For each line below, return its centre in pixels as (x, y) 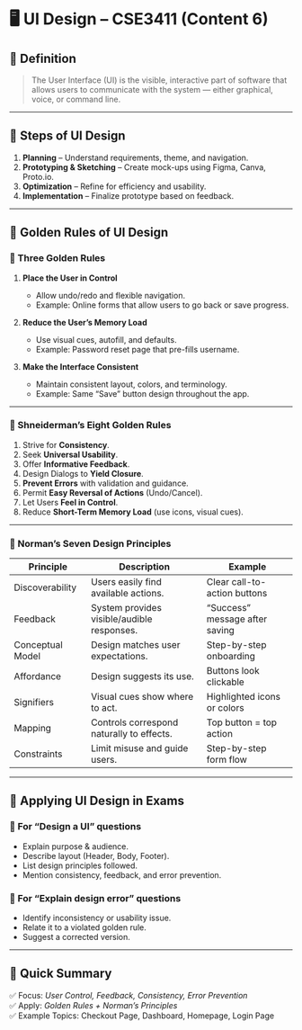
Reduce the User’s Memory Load (85, 322)
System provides (126, 608)
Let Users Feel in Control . (70, 502)
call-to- (249, 582)
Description (144, 567)
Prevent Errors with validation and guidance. (105, 483)
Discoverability (45, 587)
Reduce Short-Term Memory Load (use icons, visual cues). (133, 512)
